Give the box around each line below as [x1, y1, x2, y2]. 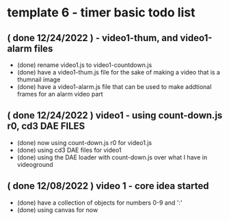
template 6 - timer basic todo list [7, 5, 196, 21]
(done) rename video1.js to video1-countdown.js [16, 61, 152, 69]
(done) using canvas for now [16, 205, 98, 213]
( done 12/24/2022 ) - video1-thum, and [7, 32, 178, 44]
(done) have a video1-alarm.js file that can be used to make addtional [16, 83, 212, 90]
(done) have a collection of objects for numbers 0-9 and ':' [16, 198, 183, 207]
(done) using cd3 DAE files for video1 [16, 146, 122, 154]
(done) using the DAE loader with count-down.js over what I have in [16, 153, 207, 161]
